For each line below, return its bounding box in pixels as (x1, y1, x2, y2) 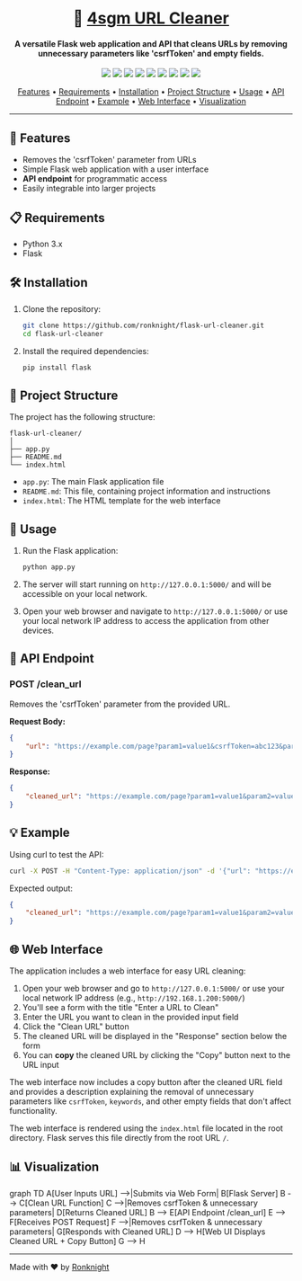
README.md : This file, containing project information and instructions (22, 485, 271, 497)
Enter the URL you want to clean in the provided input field (22, 1011, 239, 1023)
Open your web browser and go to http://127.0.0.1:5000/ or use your (22, 983, 285, 994)
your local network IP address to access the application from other (22, 615, 270, 626)
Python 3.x (22, 238, 63, 250)
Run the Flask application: (22, 546, 119, 556)
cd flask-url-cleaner (22, 329, 103, 338)
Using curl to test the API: (9, 849, 104, 859)
